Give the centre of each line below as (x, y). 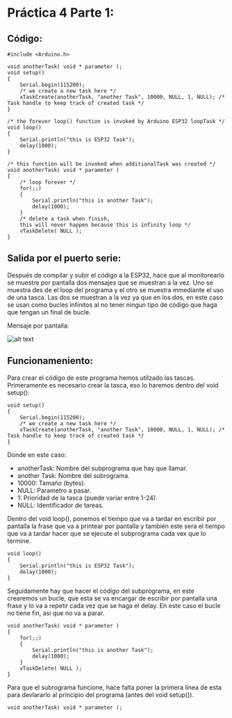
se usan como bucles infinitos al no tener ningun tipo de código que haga (112, 305)
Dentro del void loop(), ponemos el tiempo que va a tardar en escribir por (112, 518)
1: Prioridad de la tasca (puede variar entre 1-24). (87, 497)
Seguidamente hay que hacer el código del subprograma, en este (101, 591)
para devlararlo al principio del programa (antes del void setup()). (101, 694)
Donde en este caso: (37, 454)
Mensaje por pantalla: (38, 326)
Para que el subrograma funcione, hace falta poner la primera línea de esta (115, 687)
